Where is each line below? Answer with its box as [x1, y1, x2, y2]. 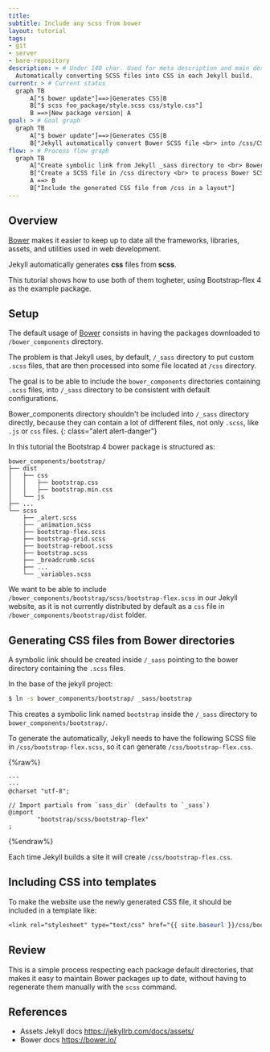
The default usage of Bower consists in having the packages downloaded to [8, 328, 260, 338]
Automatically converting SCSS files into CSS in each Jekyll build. [15, 72, 253, 80]
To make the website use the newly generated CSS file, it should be [8, 897, 232, 906]
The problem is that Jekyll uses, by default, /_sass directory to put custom [8, 352, 255, 362]
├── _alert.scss [22, 514, 78, 522]
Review [8, 943, 47, 957]
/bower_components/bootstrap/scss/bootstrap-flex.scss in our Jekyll [8, 593, 239, 603]
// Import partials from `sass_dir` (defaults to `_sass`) [8, 801, 211, 810]
